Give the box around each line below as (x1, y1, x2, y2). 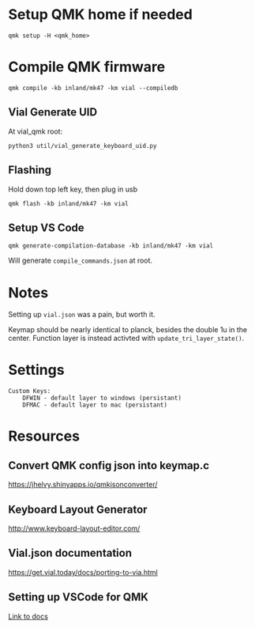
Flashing (8, 164, 52, 177)
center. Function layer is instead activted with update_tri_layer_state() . (8, 334, 245, 343)
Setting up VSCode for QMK (8, 591, 148, 604)
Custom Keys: (8, 388, 51, 395)
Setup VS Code (8, 221, 84, 234)
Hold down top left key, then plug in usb (8, 184, 138, 194)
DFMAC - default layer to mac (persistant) (22, 401, 168, 409)
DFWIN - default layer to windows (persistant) (22, 394, 182, 403)
